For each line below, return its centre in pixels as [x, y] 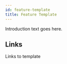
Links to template [23, 56]
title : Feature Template [31, 14]
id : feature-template [28, 10]
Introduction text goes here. [34, 28]
